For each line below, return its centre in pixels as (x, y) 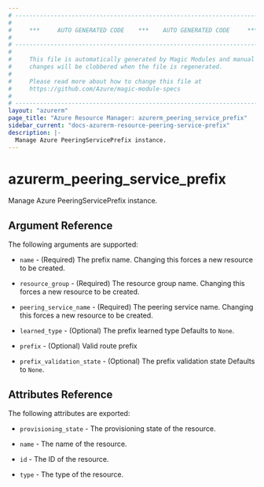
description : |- (35, 132)
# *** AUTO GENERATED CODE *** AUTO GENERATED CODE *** (133, 30)
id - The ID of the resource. (64, 459)
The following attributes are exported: (69, 414)
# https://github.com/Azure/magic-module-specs (94, 89)
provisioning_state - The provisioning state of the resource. (117, 429)
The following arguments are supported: (73, 244)
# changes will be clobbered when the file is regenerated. (115, 67)
